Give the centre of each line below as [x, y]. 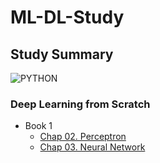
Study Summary [62, 54]
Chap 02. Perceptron [83, 137]
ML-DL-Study [67, 17]
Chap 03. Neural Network [92, 147]
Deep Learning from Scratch [80, 104]
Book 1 [38, 126]
